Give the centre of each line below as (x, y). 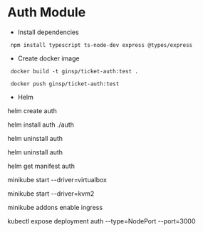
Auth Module (47, 12)
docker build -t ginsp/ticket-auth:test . (74, 71)
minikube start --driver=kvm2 (51, 194)
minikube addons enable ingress (55, 207)
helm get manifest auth (41, 166)
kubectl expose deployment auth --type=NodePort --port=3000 (101, 221)
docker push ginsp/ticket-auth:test (65, 84)
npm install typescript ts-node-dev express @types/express (101, 45)
